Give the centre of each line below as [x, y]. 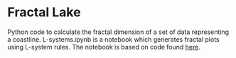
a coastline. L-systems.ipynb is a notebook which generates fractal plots [113, 39]
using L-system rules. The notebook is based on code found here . [104, 47]
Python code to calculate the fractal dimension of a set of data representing [118, 32]
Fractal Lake [44, 12]
